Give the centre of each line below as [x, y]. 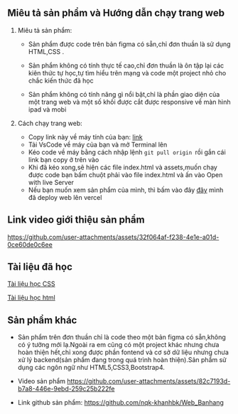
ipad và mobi [47, 109]
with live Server [51, 182]
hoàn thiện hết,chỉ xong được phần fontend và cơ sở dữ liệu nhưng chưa [123, 352]
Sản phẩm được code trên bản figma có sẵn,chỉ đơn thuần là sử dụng [129, 44]
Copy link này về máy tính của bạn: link [86, 137]
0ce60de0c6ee [30, 244]
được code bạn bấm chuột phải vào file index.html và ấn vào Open [125, 174]
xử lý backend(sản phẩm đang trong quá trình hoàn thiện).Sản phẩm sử [122, 360]
